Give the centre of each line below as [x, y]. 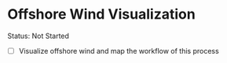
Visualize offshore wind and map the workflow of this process [119, 51]
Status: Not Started [38, 36]
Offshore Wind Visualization [101, 14]
